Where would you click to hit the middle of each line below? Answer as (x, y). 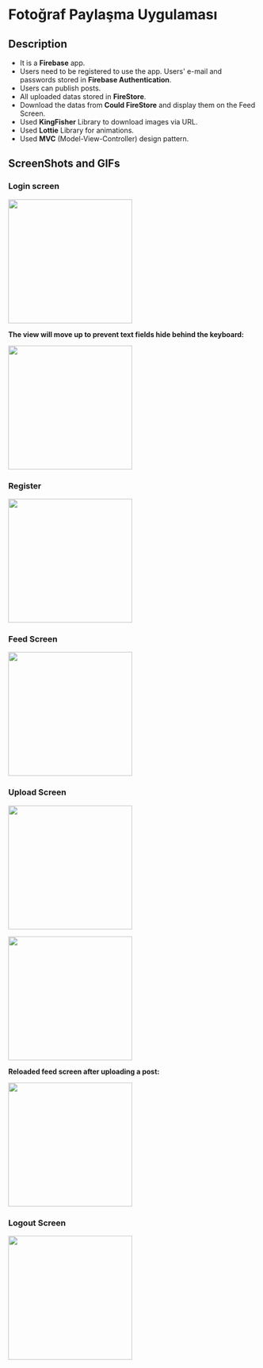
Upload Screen (37, 792)
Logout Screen (37, 1223)
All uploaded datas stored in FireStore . (83, 96)
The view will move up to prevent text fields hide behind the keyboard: (126, 334)
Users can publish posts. (60, 88)
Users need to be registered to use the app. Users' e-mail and (121, 71)
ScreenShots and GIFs (64, 164)
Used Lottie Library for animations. (77, 130)
